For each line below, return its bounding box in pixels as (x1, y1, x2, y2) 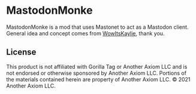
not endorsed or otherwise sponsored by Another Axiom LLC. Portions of (6, 69, 187, 77)
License (6, 47, 37, 57)
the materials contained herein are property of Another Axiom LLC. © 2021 (6, 75, 191, 83)
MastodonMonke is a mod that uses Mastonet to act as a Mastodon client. (6, 23, 189, 31)
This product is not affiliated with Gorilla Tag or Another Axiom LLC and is (6, 63, 188, 70)
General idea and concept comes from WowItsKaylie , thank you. (6, 29, 165, 37)
